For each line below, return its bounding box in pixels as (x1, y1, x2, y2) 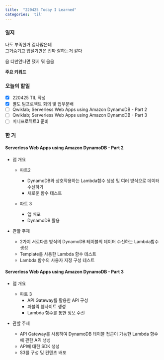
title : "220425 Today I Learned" (5, 7, 77, 12)
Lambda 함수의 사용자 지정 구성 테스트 (19, 257, 95, 263)
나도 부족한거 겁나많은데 (5, 41, 52, 47)
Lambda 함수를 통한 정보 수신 (27, 309, 85, 316)
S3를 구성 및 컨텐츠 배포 (19, 349, 67, 356)
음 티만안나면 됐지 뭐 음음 (5, 58, 55, 64)
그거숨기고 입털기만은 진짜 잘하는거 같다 (5, 48, 82, 54)
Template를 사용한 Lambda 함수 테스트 (19, 251, 97, 257)
